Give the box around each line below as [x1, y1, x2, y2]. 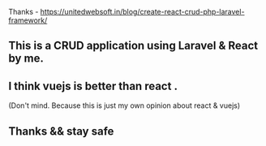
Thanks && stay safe [8, 124, 114, 138]
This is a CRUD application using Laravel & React [8, 39, 259, 53]
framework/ [8, 15, 48, 25]
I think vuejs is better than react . [8, 79, 178, 92]
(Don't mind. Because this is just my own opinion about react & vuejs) [8, 101, 241, 110]
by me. [8, 52, 45, 66]
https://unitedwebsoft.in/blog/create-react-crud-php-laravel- [40, 7, 245, 16]
